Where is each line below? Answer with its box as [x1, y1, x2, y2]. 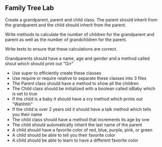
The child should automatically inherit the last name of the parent [12, 122, 142, 128]
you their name [12, 111, 43, 117]
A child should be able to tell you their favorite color [12, 132, 115, 138]
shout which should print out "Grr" [5, 60, 74, 66]
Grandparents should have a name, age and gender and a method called [5, 55, 150, 61]
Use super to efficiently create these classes [12, 70, 101, 76]
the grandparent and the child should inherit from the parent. [5, 22, 127, 28]
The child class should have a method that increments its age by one [12, 116, 149, 122]
